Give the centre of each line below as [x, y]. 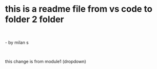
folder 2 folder [35, 19]
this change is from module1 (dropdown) [46, 61]
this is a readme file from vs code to [79, 9]
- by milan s [17, 42]
